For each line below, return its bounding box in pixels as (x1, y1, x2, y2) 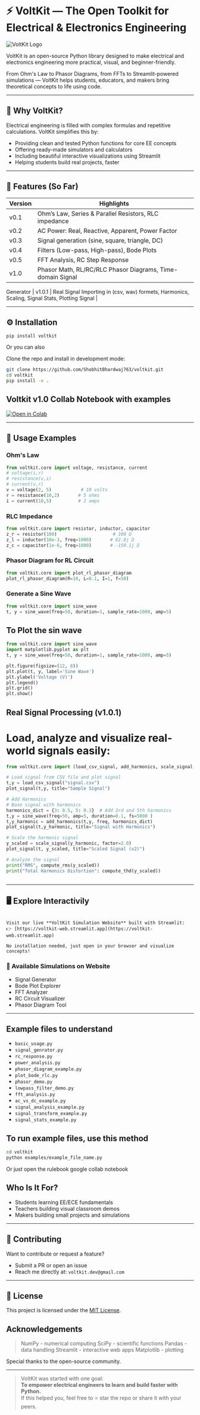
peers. (20, 1403, 37, 1410)
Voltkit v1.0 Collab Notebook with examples (6, 394, 171, 404)
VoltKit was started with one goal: (20, 1375, 104, 1382)
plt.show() (6, 690, 33, 697)
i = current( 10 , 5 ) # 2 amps (6, 498, 100, 504)
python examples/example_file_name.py (6, 1155, 102, 1161)
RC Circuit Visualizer (14, 995, 65, 1002)
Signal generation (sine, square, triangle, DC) (37, 236, 164, 244)
